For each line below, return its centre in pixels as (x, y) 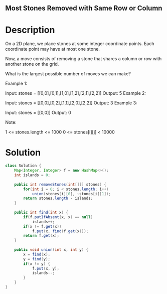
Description (30, 30)
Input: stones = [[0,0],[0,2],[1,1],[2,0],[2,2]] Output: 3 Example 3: (71, 103)
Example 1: (16, 84)
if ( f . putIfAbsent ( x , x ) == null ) (58, 217)
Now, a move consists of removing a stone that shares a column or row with (83, 59)
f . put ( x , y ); (45, 268)
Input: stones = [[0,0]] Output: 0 (38, 113)
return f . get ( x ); (41, 236)
